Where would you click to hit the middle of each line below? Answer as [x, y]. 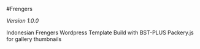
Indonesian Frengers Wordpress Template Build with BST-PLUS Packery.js [100, 32]
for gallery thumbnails [34, 39]
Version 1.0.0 [23, 21]
